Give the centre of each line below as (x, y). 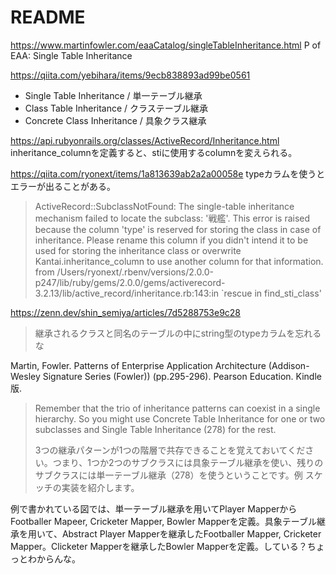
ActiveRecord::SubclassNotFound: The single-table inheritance (164, 206)
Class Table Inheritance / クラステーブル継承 (116, 108)
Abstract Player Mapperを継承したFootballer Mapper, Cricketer (191, 533)
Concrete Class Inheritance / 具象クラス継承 (115, 120)
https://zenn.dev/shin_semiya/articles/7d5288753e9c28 (126, 312)
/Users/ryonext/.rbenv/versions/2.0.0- (135, 272)
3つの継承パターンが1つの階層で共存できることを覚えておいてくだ (170, 450)
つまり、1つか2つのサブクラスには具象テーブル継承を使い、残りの (188, 462)
